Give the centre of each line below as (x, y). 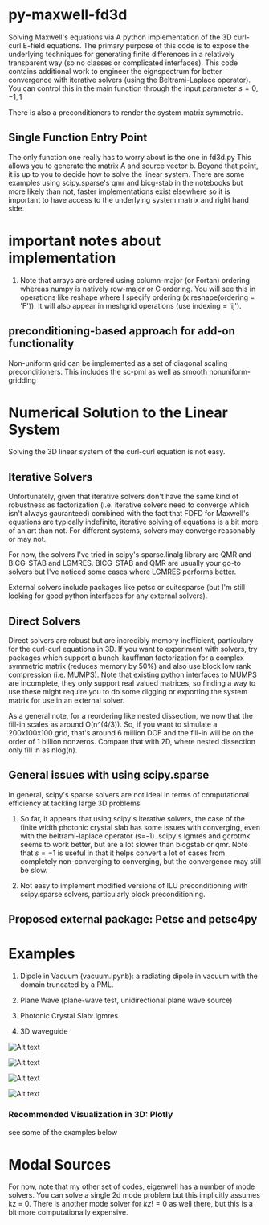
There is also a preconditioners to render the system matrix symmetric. (126, 112)
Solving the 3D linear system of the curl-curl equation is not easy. (117, 452)
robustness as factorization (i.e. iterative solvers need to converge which (129, 505)
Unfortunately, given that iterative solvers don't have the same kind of (124, 497)
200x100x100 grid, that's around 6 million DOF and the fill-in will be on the (131, 733)
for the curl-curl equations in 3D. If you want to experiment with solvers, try (133, 649)
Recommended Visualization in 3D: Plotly (91, 1115)
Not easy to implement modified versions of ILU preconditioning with (134, 885)
